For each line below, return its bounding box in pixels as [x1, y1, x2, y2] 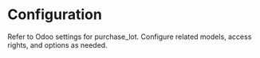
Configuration [7, 6, 103, 24]
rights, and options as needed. [7, 40, 108, 49]
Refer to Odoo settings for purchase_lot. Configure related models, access [7, 32, 252, 41]
